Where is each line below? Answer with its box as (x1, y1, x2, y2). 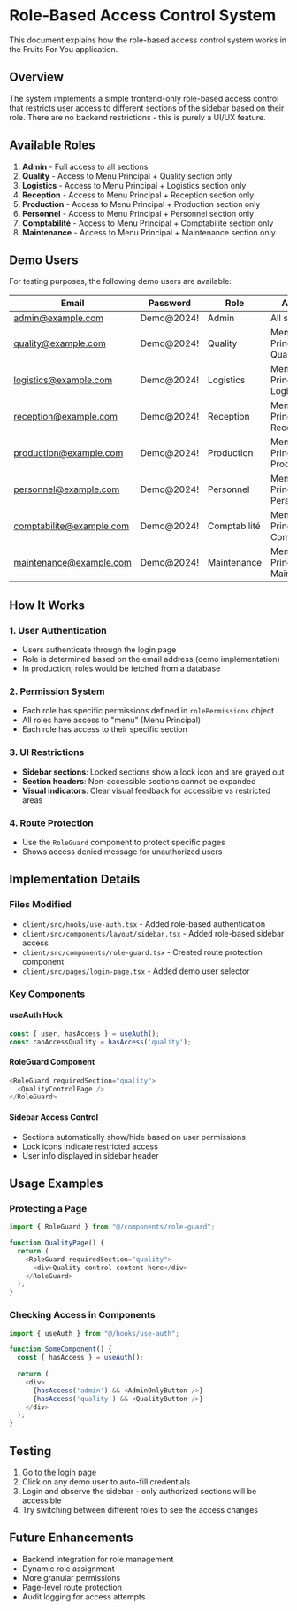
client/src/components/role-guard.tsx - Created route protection (21, 946, 263, 957)
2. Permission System (9, 685, 105, 698)
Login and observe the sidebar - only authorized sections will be (21, 1485, 257, 1496)
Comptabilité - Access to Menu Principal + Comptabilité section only (21, 218, 274, 228)
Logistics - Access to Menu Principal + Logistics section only (21, 180, 247, 190)
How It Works (9, 597, 86, 613)
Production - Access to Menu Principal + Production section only (21, 198, 261, 209)
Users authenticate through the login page (21, 644, 177, 655)
